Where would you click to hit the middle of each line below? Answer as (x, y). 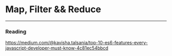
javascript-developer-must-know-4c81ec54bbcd (57, 48)
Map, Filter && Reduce (53, 9)
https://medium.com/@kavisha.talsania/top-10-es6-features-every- (77, 43)
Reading (16, 32)
